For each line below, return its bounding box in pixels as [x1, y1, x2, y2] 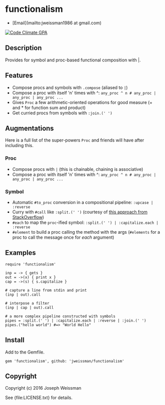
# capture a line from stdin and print [5, 288, 87, 293]
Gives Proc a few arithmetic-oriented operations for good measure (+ [12, 99, 153, 105]
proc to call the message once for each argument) [12, 234, 115, 240]
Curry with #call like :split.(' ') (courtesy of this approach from [12, 209, 148, 215]
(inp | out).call [5, 292, 41, 297]
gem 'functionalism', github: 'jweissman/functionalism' [5, 358, 125, 363]
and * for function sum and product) [12, 104, 86, 110]
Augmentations [5, 124, 54, 132]
